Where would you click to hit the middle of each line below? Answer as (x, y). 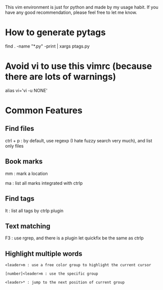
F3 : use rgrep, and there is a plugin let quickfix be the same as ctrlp (75, 238)
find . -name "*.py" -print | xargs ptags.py (47, 46)
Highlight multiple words (44, 254)
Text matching (28, 226)
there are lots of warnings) (61, 77)
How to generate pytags (56, 32)
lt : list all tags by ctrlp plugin (34, 211)
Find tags (20, 199)
